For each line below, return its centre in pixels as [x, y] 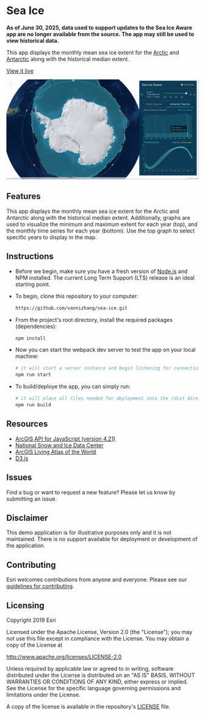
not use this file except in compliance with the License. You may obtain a [98, 638]
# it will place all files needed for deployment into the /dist [100, 398]
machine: [27, 356]
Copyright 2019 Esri [31, 620]
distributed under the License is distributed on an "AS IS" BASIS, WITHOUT [101, 675]
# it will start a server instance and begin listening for [93, 368]
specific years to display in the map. [52, 237]
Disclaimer [27, 518]
